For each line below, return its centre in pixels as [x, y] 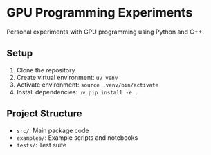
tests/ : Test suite [42, 145]
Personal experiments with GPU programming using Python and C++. [105, 32]
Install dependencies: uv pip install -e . [77, 92]
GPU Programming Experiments [100, 13]
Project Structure [44, 114]
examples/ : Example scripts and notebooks [77, 137]
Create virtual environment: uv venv [67, 77]
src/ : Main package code [53, 130]
